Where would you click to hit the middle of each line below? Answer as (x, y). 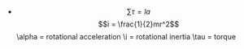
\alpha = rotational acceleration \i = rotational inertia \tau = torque (126, 37)
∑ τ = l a (138, 12)
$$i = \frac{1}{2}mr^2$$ (139, 24)
